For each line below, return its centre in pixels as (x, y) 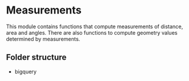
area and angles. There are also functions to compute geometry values (92, 32)
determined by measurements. (43, 39)
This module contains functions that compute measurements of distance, (95, 26)
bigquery (26, 72)
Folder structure (36, 57)
